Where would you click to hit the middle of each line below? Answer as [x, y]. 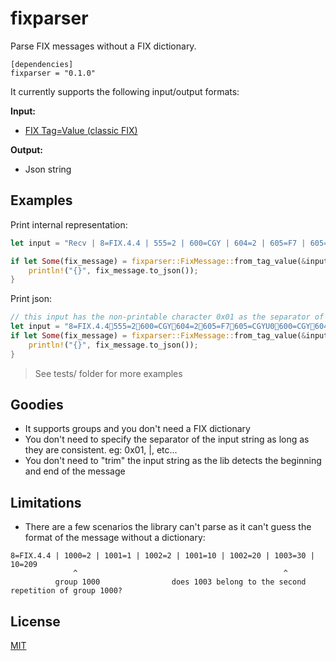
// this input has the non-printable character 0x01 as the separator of [167, 317]
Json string [48, 169]
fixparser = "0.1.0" [53, 73]
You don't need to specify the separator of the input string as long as [167, 439]
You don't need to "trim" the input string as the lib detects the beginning [173, 461]
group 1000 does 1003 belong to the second [180, 582]
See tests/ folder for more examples [108, 373]
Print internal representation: [69, 224]
